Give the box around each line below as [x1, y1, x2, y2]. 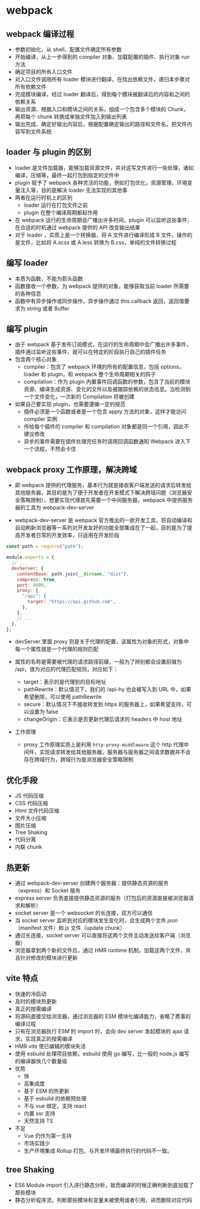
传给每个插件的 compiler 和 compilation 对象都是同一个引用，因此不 [23, 423, 189, 430]
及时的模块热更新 [14, 998, 57, 1005]
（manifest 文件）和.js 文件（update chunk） [14, 924, 126, 931]
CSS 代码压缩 [14, 800, 48, 807]
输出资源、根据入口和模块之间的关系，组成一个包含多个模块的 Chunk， [14, 106, 189, 112]
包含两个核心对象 [14, 356, 57, 363]
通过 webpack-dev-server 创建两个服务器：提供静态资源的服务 [14, 879, 168, 886]
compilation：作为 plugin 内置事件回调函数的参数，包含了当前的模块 [23, 378, 190, 385]
